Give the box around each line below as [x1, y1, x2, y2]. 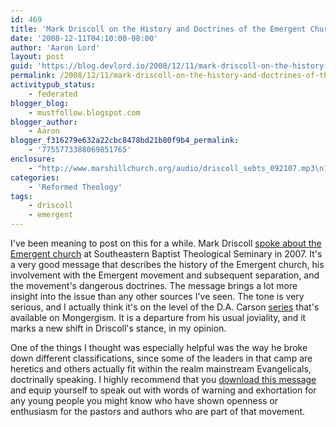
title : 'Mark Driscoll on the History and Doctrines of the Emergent [10, 24, 307, 34]
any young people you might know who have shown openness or [10, 395, 279, 406]
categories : [10, 172, 60, 183]
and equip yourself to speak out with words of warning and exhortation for [10, 384, 317, 396]
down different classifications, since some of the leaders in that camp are [10, 352, 313, 364]
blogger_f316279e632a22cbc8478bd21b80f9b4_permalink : [10, 136, 240, 146]
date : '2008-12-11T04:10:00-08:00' [10, 33, 159, 43]
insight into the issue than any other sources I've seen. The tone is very [10, 291, 305, 302]
